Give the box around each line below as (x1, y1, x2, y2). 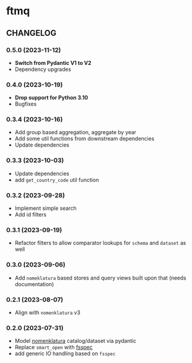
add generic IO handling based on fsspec (14, 350, 116, 357)
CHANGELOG (6, 28, 56, 38)
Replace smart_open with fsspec (14, 344, 93, 351)
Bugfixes (14, 100, 37, 108)
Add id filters (14, 211, 46, 218)
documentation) (14, 280, 54, 287)
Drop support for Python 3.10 (14, 94, 88, 101)
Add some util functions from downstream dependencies (14, 135, 155, 142)
